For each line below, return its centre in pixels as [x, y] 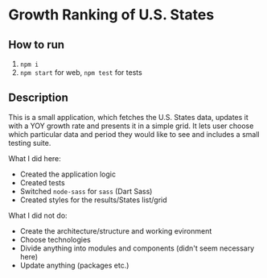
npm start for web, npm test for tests [81, 73]
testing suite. [30, 143]
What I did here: [35, 158]
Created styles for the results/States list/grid [93, 200]
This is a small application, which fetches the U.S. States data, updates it [129, 117]
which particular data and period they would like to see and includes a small [134, 134]
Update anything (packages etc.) [74, 265]
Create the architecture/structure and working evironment [116, 230]
